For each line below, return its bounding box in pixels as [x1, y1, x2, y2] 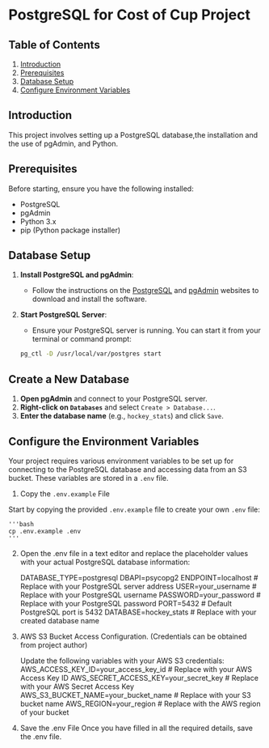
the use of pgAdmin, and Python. [8, 138, 119, 148]
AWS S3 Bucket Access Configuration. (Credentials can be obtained [19, 631, 247, 641]
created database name [19, 615, 99, 625]
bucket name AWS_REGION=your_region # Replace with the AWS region [19, 699, 261, 708]
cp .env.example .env [8, 527, 82, 535]
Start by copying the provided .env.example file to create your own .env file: [8, 504, 261, 514]
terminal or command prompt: [32, 334, 132, 344]
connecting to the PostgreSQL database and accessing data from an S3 [8, 464, 248, 474]
